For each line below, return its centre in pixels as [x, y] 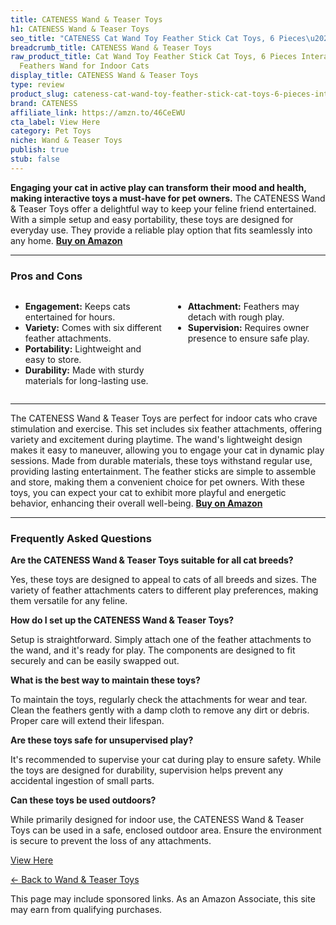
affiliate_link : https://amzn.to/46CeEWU [98, 112]
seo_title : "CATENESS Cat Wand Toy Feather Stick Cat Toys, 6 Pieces [158, 38]
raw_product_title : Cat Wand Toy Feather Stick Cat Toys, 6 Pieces [154, 57]
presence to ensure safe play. [248, 338]
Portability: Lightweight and [83, 349]
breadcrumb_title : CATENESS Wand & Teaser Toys [111, 47]
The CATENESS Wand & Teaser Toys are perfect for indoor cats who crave [164, 418]
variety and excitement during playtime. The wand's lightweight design [156, 440]
